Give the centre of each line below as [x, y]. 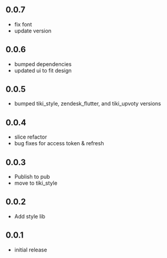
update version [33, 31]
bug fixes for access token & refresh [59, 143]
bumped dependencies [43, 64]
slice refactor [31, 137]
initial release [31, 250]
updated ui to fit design [43, 70]
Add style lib [30, 216]
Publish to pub [32, 177]
